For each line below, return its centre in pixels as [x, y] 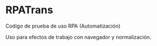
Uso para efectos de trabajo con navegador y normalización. [78, 37]
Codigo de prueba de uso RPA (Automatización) [63, 26]
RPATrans [29, 10]
